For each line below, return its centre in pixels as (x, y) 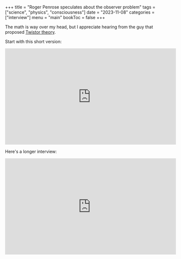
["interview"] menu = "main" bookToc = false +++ (55, 17)
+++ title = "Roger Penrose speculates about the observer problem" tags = (80, 7)
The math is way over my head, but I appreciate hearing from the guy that (79, 27)
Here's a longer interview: (31, 151)
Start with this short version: (33, 42)
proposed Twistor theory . (30, 32)
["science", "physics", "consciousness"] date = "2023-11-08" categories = (80, 12)
